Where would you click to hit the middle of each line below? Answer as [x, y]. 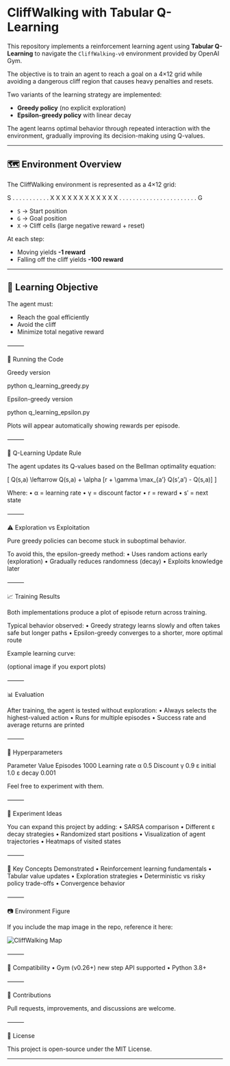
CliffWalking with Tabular [80, 13]
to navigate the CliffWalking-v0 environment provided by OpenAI [127, 53]
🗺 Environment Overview [64, 165]
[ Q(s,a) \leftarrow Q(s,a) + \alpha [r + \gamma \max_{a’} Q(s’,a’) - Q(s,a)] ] [112, 479]
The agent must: [30, 303]
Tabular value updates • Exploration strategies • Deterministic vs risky [106, 876]
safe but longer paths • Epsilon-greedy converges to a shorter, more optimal [115, 632]
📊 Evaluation [26, 694]
